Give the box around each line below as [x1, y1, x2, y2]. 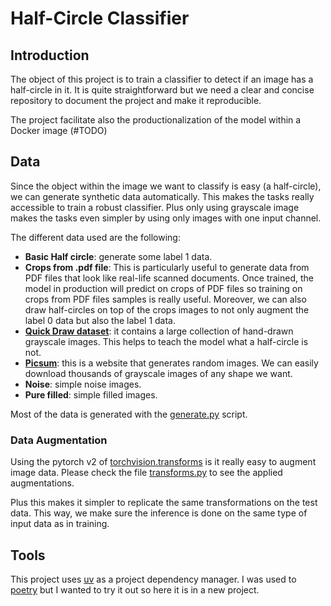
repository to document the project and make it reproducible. [10, 95, 262, 106]
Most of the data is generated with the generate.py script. [10, 408, 248, 420]
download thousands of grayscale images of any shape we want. [24, 367, 293, 379]
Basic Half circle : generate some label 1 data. [24, 250, 213, 262]
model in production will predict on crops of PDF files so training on [24, 282, 303, 294]
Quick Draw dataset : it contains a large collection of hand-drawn [24, 325, 294, 337]
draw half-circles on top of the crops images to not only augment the [24, 303, 310, 316]
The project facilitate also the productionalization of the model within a [10, 114, 302, 126]
